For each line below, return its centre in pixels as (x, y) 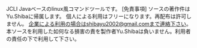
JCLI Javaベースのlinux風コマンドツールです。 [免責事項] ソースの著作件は (98, 9)
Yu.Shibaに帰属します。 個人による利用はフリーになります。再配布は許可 (96, 16)
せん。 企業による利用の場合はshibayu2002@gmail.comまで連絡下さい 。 (102, 24)
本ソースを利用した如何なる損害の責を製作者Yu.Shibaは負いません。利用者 (98, 31)
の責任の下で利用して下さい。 (43, 39)
